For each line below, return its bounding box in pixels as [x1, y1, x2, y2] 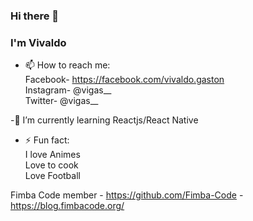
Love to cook [24, 159, 79, 171]
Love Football [24, 170, 81, 182]
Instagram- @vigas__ [24, 84, 112, 96]
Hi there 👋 [10, 9, 60, 23]
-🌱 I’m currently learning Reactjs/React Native [10, 114, 199, 126]
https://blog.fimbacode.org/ [10, 200, 125, 212]
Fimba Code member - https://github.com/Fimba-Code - [10, 189, 244, 201]
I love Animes [24, 149, 81, 161]
